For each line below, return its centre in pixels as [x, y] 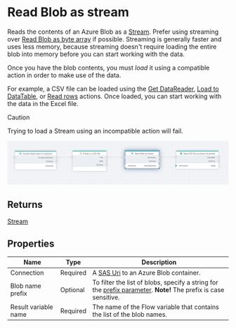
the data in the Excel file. [43, 103]
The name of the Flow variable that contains [156, 307]
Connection [27, 273]
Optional [72, 289]
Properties [31, 243]
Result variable [32, 307]
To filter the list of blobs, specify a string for [155, 282]
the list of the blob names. [130, 315]
